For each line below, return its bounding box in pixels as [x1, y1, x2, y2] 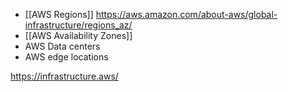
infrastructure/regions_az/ [24, 19, 133, 31]
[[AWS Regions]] [24, 9, 94, 20]
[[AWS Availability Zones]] [24, 30, 133, 41]
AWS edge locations [24, 51, 109, 63]
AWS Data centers [24, 40, 101, 52]
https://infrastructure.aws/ [10, 70, 119, 82]
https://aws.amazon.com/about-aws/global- [95, 9, 278, 20]
